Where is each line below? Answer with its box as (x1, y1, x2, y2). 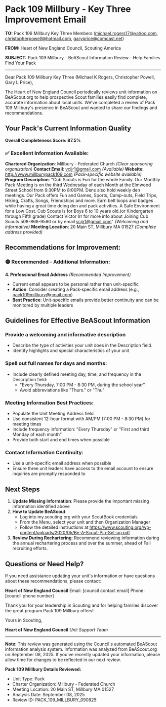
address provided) (5, 229, 43, 235)
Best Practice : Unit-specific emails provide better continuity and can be (12, 297, 159, 303)
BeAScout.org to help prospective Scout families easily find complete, (5, 94, 147, 100)
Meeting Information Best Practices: (5, 399, 94, 406)
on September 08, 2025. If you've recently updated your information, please (5, 651, 161, 657)
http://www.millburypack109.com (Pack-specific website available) (5, 171, 142, 177)
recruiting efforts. (12, 546, 48, 551)
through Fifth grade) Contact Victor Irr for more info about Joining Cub (5, 213, 149, 219)
